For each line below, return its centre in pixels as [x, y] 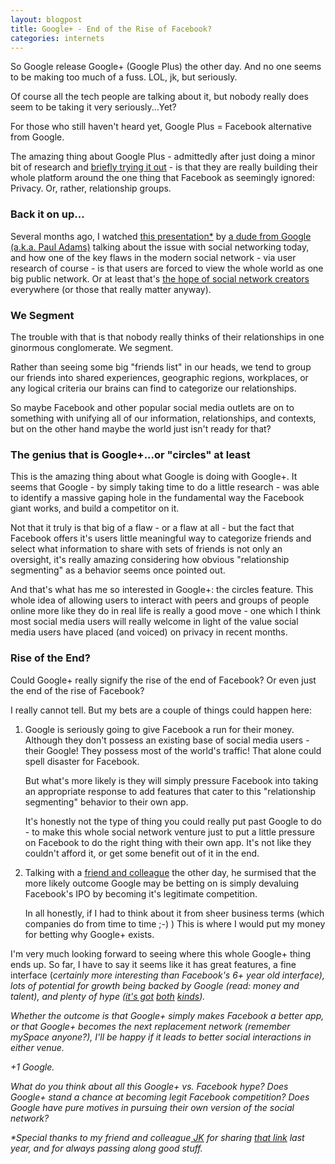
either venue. [37, 1047]
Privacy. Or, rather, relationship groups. [91, 188]
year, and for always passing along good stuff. [106, 1148]
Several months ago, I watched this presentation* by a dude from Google [161, 236]
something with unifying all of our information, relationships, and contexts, [163, 418]
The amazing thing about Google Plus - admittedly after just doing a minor [163, 157]
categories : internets [57, 38]
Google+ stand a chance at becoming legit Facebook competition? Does [160, 1097]
